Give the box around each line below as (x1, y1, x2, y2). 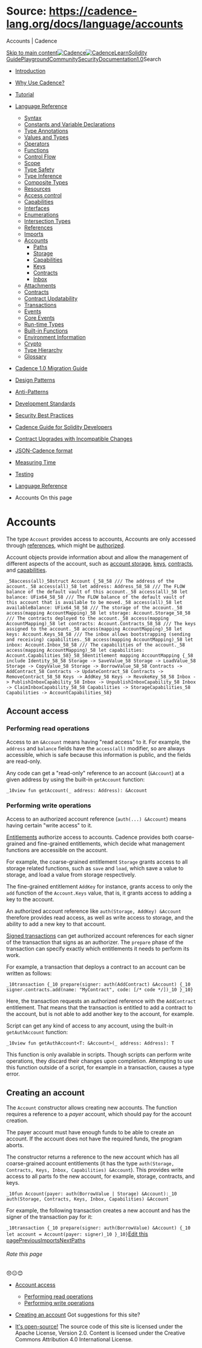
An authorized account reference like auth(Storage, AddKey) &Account (6, 907, 181, 915)
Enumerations (24, 211, 59, 218)
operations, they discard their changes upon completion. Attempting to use (6, 1057, 194, 1065)
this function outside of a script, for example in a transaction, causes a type (6, 1063, 195, 1071)
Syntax (24, 114, 42, 121)
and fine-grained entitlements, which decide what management (27, 839, 185, 847)
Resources (24, 185, 51, 192)
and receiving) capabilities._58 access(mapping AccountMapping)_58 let (6, 636, 194, 643)
